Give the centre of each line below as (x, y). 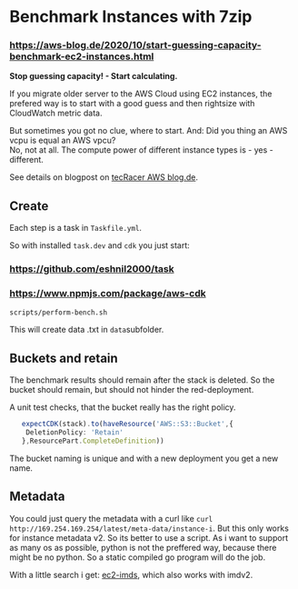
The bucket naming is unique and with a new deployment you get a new (144, 458)
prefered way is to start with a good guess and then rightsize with (132, 104)
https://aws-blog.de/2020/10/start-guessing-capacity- (135, 45)
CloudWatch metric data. (56, 113)
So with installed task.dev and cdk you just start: (100, 245)
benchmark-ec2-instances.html (82, 56)
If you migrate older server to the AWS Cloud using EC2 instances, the (141, 94)
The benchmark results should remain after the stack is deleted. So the (142, 380)
